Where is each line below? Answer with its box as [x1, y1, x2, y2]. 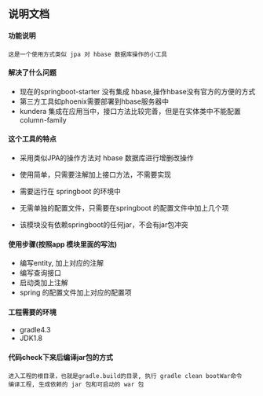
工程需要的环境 [8, 307, 57, 317]
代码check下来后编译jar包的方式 [8, 353, 114, 361]
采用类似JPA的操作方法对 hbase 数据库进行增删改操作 [19, 153, 194, 163]
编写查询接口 [19, 268, 61, 277]
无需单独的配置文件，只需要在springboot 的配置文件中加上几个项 [19, 203, 229, 212]
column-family [19, 115, 67, 124]
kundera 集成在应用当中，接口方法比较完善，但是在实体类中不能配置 [19, 106, 241, 115]
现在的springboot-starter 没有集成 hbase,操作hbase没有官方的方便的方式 [19, 86, 256, 96]
